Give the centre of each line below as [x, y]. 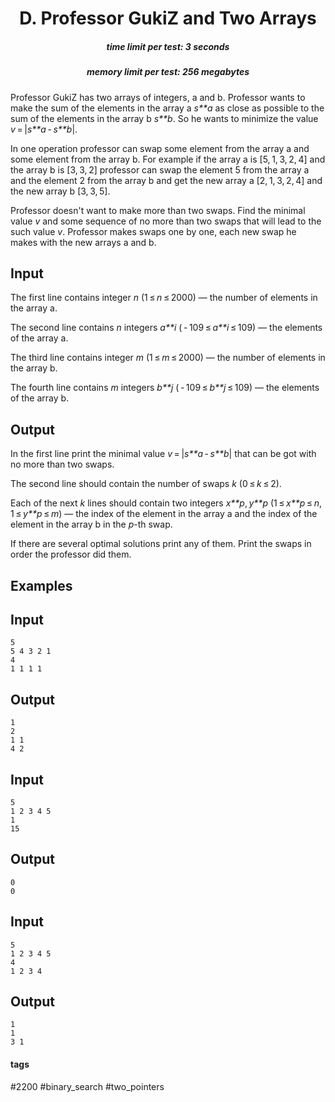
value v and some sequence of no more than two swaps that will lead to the [166, 221]
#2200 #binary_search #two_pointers [87, 1086]
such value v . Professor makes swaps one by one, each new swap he [153, 231]
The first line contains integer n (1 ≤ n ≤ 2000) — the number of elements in [164, 298]
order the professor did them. [71, 554]
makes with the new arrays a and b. [83, 242]
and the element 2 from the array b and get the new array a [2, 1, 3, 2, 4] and [166, 180]
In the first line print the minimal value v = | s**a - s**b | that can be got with [163, 454]
